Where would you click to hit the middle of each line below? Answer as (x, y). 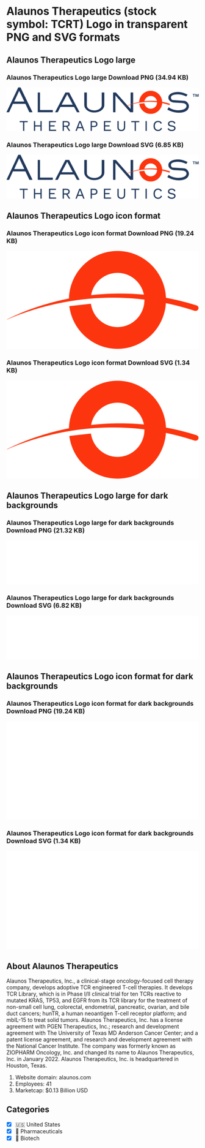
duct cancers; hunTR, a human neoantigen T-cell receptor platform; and (97, 1013)
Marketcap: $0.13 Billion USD (52, 1090)
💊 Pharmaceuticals (39, 1131)
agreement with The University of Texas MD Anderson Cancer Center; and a (102, 1033)
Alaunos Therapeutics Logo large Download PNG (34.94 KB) (98, 77)
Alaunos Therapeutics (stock (81, 11)
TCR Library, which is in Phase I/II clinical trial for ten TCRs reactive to (94, 994)
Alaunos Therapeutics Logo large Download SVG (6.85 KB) (95, 145)
